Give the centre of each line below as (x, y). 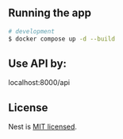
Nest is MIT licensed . (43, 127)
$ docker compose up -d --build (61, 39)
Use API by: (38, 63)
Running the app (50, 13)
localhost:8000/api (39, 83)
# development (32, 31)
